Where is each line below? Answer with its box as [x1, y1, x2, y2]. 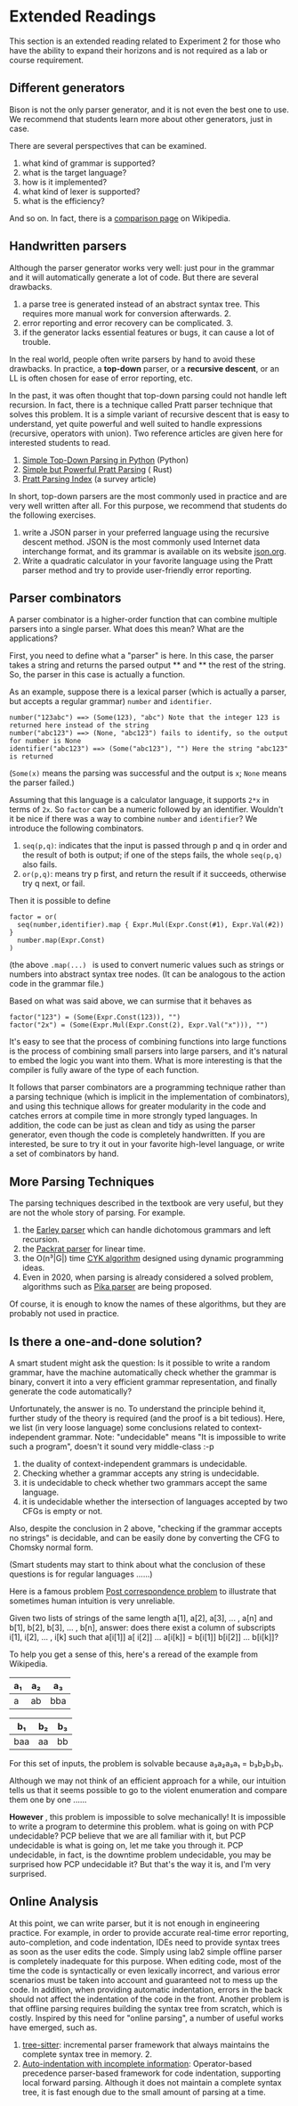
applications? [9, 633, 58, 643]
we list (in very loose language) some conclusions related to [9, 1422, 230, 1432]
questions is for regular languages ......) [9, 1569, 153, 1579]
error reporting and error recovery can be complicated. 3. [21, 317, 234, 328]
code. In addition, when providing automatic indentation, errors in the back [9, 1984, 283, 1995]
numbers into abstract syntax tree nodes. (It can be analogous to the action [9, 969, 286, 979]
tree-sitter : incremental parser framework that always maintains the [21, 2039, 270, 2050]
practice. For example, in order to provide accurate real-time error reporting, [9, 1927, 289, 1938]
